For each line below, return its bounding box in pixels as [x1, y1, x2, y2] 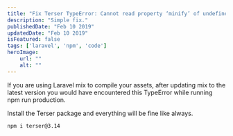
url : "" [19, 56, 42, 62]
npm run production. [7, 95, 66, 104]
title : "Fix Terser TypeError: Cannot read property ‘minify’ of [7, 10, 200, 17]
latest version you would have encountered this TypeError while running [7, 88, 213, 96]
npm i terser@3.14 [7, 122, 60, 129]
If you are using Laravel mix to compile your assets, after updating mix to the [7, 80, 226, 89]
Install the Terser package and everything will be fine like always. [7, 109, 193, 117]
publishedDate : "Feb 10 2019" [7, 23, 95, 30]
